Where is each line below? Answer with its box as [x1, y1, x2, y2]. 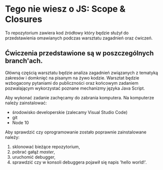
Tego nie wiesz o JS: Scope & [5, 3, 126, 15]
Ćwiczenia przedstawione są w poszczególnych [5, 49, 154, 57]
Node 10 [12, 119, 29, 125]
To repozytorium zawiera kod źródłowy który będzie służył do [5, 30, 129, 36]
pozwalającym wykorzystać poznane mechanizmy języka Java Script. [5, 85, 145, 91]
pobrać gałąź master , [12, 149, 55, 154]
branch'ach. [5, 57, 43, 65]
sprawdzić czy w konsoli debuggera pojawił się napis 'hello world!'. [12, 159, 147, 165]
